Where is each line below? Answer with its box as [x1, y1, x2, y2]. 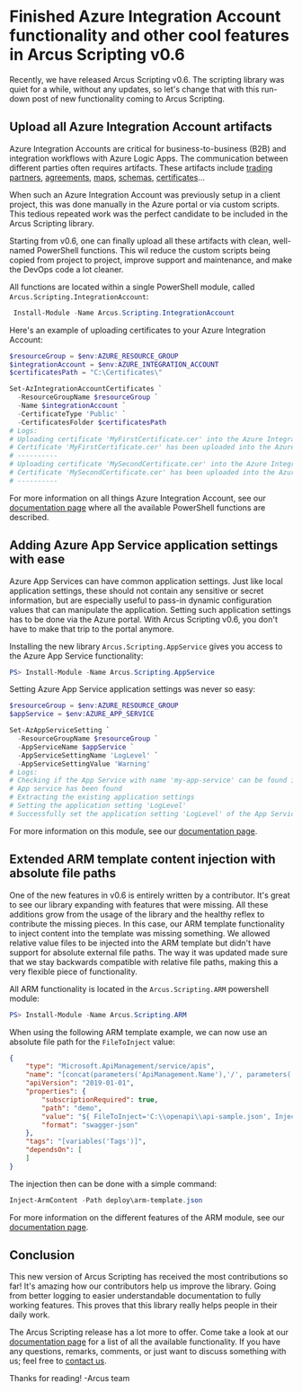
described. [9, 511, 49, 522]
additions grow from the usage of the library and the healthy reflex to [9, 909, 265, 919]
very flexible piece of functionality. [9, 966, 138, 977]
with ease [9, 552, 66, 567]
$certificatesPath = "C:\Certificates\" [9, 368, 164, 377]
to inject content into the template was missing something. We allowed [9, 927, 271, 938]
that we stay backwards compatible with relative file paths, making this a [9, 956, 279, 967]
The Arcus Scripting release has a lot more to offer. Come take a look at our [9, 1327, 289, 1338]
